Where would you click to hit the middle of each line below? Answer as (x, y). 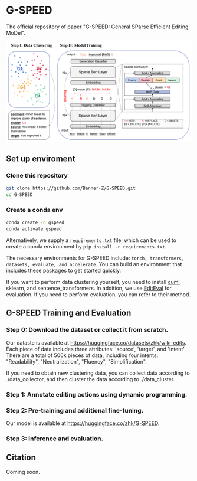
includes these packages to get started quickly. (64, 271)
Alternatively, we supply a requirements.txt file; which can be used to (91, 240)
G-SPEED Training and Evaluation (69, 313)
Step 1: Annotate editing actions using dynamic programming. (97, 394)
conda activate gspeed (34, 229)
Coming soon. (23, 472)
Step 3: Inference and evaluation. (55, 439)
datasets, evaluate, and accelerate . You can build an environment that (94, 264)
